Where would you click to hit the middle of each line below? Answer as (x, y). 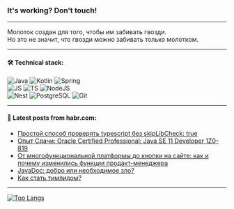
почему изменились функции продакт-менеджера (93, 163)
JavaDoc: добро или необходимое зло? (76, 170)
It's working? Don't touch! (52, 10)
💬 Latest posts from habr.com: (52, 118)
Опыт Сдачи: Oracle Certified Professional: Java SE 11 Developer (110, 141)
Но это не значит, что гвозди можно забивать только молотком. (103, 40)
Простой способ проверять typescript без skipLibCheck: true (108, 133)
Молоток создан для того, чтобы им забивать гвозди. (87, 32)
